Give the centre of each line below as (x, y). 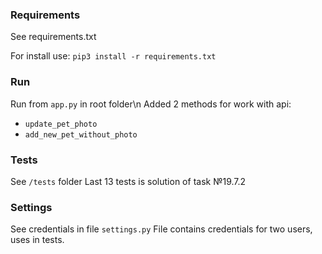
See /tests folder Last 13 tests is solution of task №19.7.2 (128, 181)
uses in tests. (37, 240)
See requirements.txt (53, 37)
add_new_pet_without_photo (81, 134)
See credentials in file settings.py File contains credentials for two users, (161, 229)
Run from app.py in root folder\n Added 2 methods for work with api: (151, 104)
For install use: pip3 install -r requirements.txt (113, 56)
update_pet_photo (61, 124)
